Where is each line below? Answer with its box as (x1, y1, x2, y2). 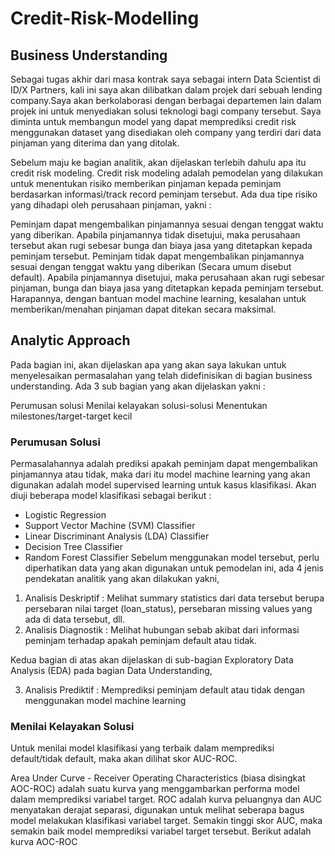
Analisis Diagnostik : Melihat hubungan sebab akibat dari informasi (24, 624, 300, 636)
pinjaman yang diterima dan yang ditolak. (10, 137, 180, 149)
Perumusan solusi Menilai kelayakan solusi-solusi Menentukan (10, 399, 268, 411)
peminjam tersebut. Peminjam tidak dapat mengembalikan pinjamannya (10, 250, 305, 262)
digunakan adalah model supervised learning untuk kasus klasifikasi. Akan (10, 479, 317, 491)
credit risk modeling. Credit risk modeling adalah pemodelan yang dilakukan (10, 167, 323, 179)
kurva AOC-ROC (10, 836, 78, 848)
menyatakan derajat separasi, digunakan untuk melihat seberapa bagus (10, 804, 305, 816)
